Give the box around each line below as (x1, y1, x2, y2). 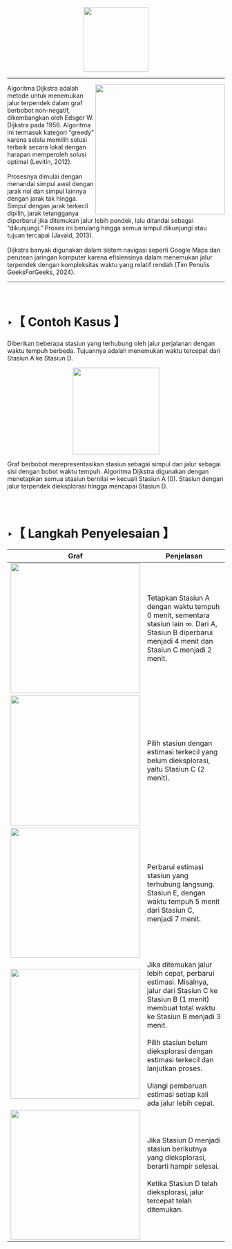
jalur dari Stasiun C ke (147, 985, 218, 995)
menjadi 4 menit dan (147, 636, 213, 646)
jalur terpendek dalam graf (7, 99, 83, 107)
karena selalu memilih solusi (7, 136, 88, 144)
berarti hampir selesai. (147, 1161, 220, 1171)
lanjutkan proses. (147, 1064, 203, 1073)
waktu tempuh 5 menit (147, 896, 220, 906)
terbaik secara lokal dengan (7, 143, 86, 151)
